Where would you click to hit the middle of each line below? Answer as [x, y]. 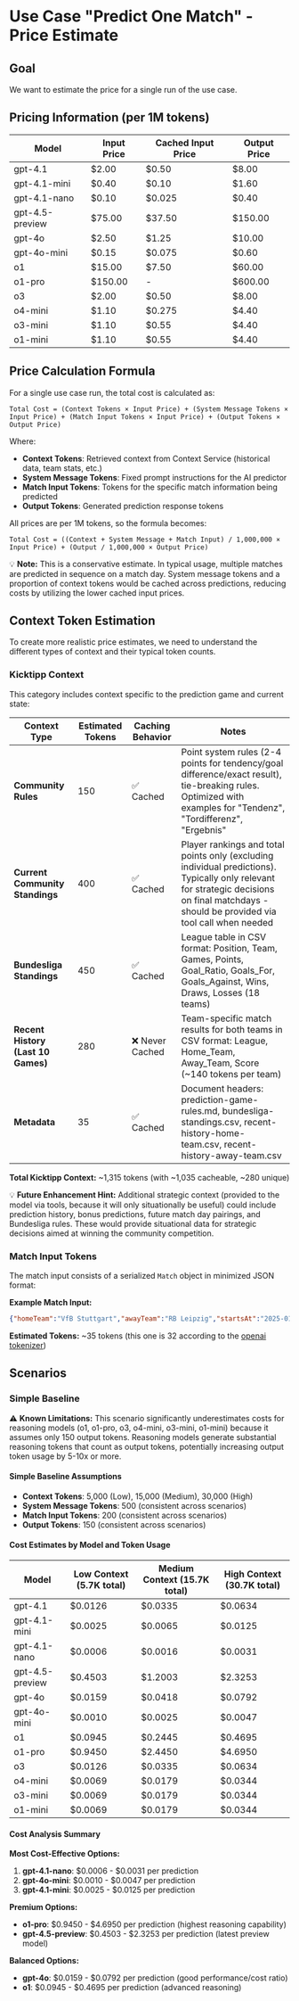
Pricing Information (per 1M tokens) [109, 118]
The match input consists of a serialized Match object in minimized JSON [142, 1276]
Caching [152, 726]
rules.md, [201, 1110]
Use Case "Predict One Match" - [131, 16]
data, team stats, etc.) [62, 468]
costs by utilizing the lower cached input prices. [97, 593]
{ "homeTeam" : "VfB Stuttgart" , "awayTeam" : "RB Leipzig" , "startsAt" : [135, 1319]
